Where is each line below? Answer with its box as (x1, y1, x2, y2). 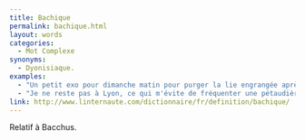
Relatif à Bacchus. (9, 122, 77, 133)
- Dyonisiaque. (17, 64, 75, 73)
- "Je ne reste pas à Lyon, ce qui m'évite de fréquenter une (17, 89, 258, 98)
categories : (9, 38, 54, 48)
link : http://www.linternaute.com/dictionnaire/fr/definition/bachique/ (9, 97, 290, 107)
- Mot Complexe (17, 47, 75, 56)
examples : (9, 72, 47, 81)
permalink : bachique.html (9, 22, 107, 31)
